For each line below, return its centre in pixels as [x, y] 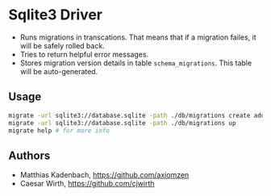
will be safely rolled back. [62, 45]
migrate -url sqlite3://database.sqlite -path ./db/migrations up [122, 123]
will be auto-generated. [59, 71]
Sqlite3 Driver [56, 15]
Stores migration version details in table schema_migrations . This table [136, 63]
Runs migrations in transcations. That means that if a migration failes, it [138, 37]
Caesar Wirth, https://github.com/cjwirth [87, 184]
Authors [29, 155]
